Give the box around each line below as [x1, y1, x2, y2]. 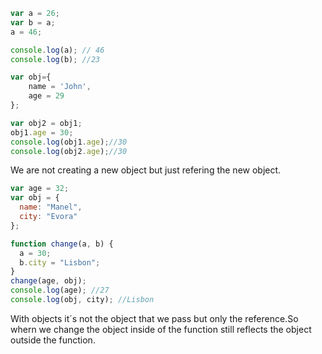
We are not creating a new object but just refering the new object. [10, 164, 282, 176]
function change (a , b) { [10, 239, 114, 249]
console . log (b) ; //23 [10, 54, 101, 64]
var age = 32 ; [10, 184, 70, 194]
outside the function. [10, 334, 96, 346]
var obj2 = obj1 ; [10, 118, 83, 128]
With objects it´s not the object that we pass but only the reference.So [10, 312, 299, 324]
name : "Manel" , [19, 202, 83, 213]
